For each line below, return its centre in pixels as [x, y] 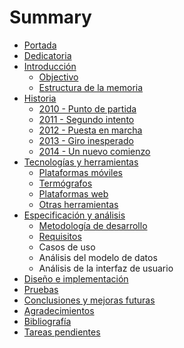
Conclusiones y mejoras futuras [89, 300]
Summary [50, 17]
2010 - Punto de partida [87, 108]
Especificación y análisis [74, 215]
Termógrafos [65, 183]
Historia [40, 98]
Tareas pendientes [62, 332]
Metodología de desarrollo [93, 225]
